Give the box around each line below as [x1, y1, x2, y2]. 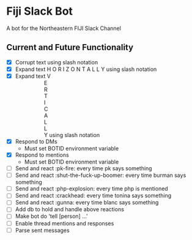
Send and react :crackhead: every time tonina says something [15, 192, 172, 200]
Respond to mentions [15, 151, 69, 159]
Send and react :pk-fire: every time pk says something [15, 165, 152, 172]
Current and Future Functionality [6, 42, 133, 53]
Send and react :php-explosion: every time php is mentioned [15, 185, 168, 192]
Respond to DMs [15, 138, 57, 145]
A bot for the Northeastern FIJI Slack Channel [6, 24, 121, 32]
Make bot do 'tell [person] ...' [15, 212, 89, 220]
